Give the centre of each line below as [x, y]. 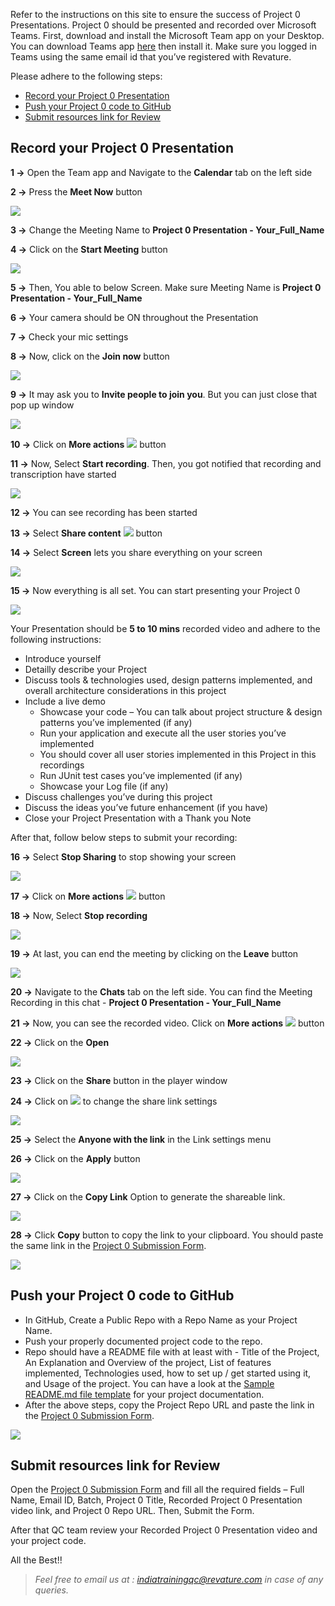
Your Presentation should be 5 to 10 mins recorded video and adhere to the [165, 628]
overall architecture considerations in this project [125, 690]
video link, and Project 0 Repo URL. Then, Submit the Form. [132, 1511]
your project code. [48, 1541]
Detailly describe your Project [86, 669]
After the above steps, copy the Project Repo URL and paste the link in [169, 1405]
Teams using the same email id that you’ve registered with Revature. [151, 57]
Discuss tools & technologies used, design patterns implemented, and [168, 680]
